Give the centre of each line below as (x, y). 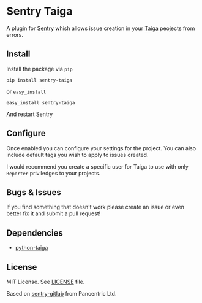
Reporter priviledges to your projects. (54, 173)
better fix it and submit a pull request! (54, 213)
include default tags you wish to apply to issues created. (77, 155)
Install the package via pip (39, 69)
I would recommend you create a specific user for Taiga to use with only (97, 166)
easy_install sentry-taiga (41, 102)
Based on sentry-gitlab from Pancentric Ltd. (62, 293)
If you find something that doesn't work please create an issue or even (95, 207)
